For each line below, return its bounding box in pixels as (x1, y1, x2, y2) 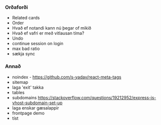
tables (12, 89, 25, 95)
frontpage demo (12, 110, 45, 116)
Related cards (12, 15, 40, 21)
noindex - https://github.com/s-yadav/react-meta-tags (12, 74, 122, 80)
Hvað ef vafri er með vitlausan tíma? (12, 31, 84, 36)
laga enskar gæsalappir (12, 105, 59, 110)
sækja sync (12, 51, 35, 57)
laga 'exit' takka (12, 84, 44, 90)
